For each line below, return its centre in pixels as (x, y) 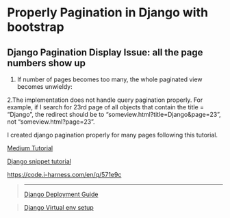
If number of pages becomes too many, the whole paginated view (110, 79)
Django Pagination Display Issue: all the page (105, 52)
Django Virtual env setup (59, 207)
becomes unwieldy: (45, 86)
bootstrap (36, 27)
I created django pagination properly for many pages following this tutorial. (112, 135)
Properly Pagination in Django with (108, 13)
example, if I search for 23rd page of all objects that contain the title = (105, 107)
